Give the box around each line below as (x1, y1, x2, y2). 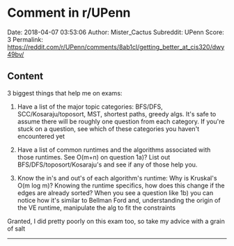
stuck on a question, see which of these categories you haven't (17, 124, 200, 133)
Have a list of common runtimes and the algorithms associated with (17, 145, 211, 154)
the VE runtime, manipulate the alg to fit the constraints (17, 203, 176, 212)
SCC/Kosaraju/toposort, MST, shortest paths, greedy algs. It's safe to (17, 109, 217, 118)
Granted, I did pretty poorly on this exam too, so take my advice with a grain (7, 217, 225, 225)
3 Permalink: (7, 35, 43, 43)
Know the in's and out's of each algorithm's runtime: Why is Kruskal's (17, 174, 217, 182)
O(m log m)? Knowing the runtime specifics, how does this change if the (17, 181, 225, 190)
